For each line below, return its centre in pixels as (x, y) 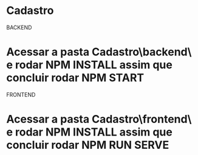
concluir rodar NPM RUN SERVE (88, 145)
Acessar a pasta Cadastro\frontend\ (99, 119)
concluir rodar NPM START (75, 78)
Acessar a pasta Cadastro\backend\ (99, 52)
